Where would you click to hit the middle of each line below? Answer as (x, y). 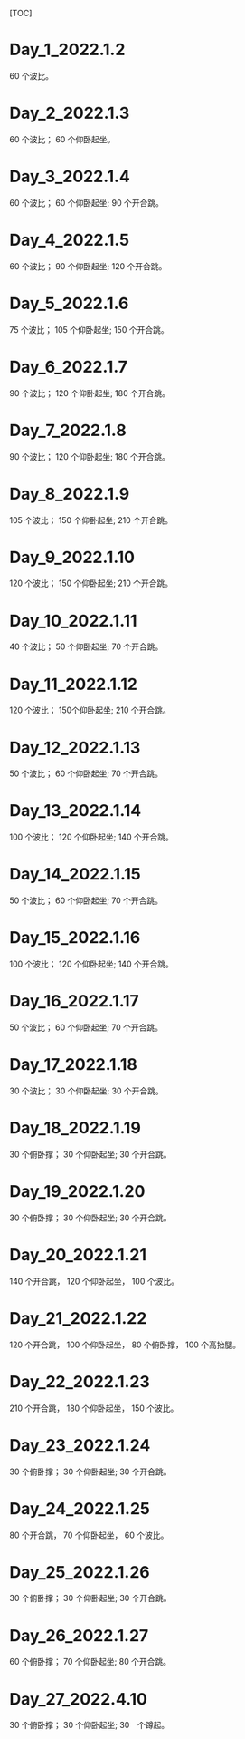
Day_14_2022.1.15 (75, 874)
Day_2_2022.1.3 (70, 113)
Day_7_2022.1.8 (68, 430)
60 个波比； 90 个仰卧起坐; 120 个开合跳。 (88, 266)
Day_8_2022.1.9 (70, 494)
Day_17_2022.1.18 (73, 1065)
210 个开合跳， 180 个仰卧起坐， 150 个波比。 (94, 1408)
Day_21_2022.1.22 (78, 1318)
